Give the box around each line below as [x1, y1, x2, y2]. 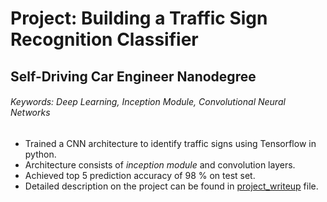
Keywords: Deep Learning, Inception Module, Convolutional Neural [10, 96, 286, 108]
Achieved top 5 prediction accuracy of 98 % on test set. [24, 169, 256, 181]
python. [24, 148, 57, 160]
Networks [10, 107, 51, 119]
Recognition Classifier [10, 28, 199, 51]
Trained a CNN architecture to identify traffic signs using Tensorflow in [24, 137, 317, 149]
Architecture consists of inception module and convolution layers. [24, 158, 296, 171]
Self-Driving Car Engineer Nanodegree [10, 68, 257, 85]
